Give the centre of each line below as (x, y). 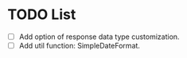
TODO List (42, 15)
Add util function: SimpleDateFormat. (80, 46)
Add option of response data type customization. (99, 37)
